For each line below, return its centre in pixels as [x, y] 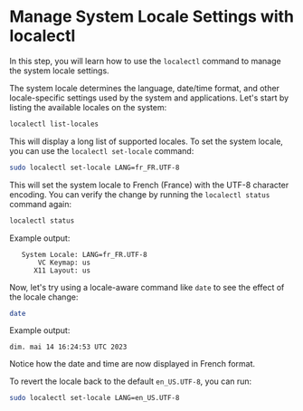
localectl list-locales [54, 124]
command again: [41, 204]
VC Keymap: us [64, 263]
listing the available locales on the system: [88, 107]
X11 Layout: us [62, 270]
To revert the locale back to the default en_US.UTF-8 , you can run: [131, 381]
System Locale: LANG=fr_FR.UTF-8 [84, 254]
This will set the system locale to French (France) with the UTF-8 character [149, 185]
